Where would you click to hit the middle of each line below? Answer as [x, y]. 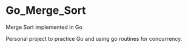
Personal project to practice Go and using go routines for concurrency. [94, 38]
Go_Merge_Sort [46, 10]
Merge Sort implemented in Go [44, 27]
